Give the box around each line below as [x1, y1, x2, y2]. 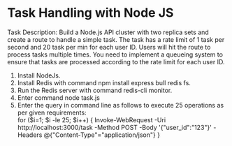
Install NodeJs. [17, 71, 61, 80]
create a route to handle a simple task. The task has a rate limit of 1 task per [7, 35, 225, 43]
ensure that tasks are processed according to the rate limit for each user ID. [7, 57, 225, 66]
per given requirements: [17, 108, 87, 117]
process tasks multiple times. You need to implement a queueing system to [7, 50, 224, 59]
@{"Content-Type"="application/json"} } [43, 131, 161, 139]
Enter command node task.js [17, 93, 100, 102]
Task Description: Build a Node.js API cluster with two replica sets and [7, 28, 210, 36]
